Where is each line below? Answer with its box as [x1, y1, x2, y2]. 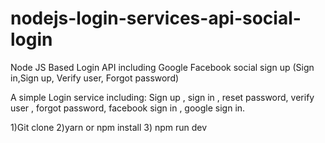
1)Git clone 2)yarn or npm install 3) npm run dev [10, 121, 208, 133]
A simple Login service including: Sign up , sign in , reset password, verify [10, 91, 315, 103]
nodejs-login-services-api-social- [10, 7, 302, 30]
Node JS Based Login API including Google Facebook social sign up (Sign [10, 61, 315, 73]
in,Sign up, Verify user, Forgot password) [10, 72, 180, 84]
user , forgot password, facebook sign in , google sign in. [10, 102, 246, 114]
